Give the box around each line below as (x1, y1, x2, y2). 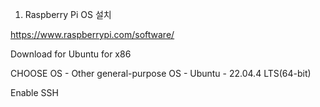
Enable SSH (10, 87, 59, 98)
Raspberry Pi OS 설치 (24, 9, 112, 20)
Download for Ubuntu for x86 (10, 48, 132, 60)
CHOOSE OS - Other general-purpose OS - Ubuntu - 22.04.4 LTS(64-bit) (10, 68, 312, 79)
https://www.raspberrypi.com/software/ (10, 29, 175, 40)
